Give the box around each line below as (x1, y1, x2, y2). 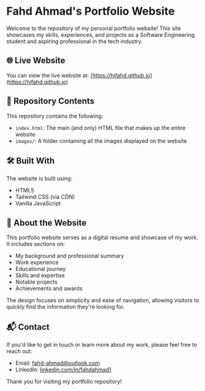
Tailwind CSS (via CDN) (15, 193, 75, 200)
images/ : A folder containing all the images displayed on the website (15, 137, 187, 145)
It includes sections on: (6, 240, 66, 248)
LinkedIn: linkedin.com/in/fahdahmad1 (15, 366, 112, 373)
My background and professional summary (15, 252, 125, 260)
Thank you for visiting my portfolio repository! (6, 378, 122, 385)
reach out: (6, 347, 33, 355)
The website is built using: (6, 175, 72, 182)
